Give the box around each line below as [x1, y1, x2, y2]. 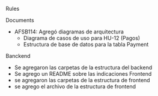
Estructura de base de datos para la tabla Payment [23, 41, 149, 48]
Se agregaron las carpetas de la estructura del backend [14, 64, 153, 71]
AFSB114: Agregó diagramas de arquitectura [14, 28, 124, 35]
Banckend [5, 52, 31, 59]
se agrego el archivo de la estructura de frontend [14, 83, 136, 90]
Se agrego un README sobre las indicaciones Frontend [14, 70, 152, 77]
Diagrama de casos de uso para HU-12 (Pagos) [23, 35, 141, 41]
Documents [5, 17, 34, 23]
